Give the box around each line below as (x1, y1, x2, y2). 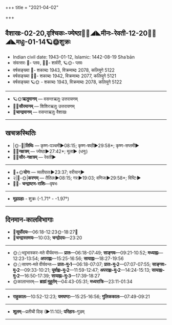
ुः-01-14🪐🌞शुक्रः (5, 38, 71, 47)
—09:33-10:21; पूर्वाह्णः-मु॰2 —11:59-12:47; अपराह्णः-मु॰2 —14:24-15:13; (19, 267, 151, 273)
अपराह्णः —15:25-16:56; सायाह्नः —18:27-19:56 (40, 255, 124, 262)
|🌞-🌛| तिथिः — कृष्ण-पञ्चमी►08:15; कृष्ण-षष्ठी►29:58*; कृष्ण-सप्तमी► (12, 142, 140, 148)
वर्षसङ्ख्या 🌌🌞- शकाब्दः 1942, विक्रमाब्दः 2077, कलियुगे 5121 (12, 73, 117, 79)
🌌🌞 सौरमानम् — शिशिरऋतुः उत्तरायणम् (12, 103, 75, 109)
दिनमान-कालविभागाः (5, 215, 54, 224)
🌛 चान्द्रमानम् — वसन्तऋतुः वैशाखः (12, 109, 67, 115)
